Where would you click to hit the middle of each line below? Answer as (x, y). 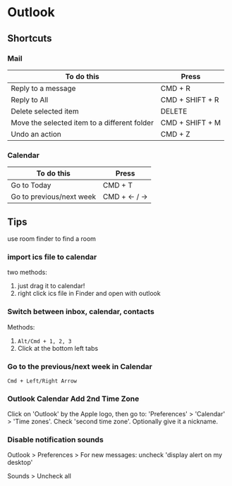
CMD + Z (175, 134)
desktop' (20, 463)
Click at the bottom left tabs (58, 348)
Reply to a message (43, 88)
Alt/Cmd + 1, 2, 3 (44, 341)
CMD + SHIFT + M (191, 123)
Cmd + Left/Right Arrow (42, 381)
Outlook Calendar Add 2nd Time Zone (73, 399)
